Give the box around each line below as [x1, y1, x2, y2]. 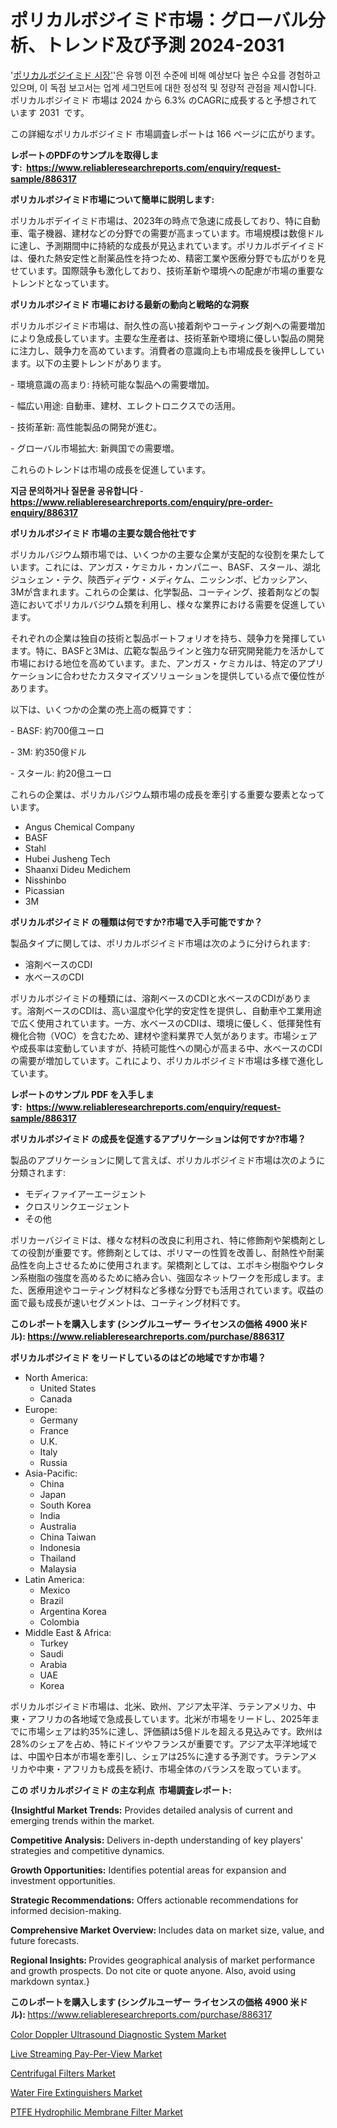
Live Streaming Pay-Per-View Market [10, 2047, 163, 2060]
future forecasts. [10, 1934, 80, 1946]
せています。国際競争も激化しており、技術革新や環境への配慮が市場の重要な [10, 264, 325, 276]
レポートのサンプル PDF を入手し [10, 1088, 146, 1100]
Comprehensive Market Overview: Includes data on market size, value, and [10, 1924, 325, 1936]
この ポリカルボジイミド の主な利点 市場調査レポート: [10, 1784, 232, 1796]
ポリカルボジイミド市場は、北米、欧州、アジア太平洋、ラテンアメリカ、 [10, 1700, 308, 1712]
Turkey [39, 1637, 69, 1649]
